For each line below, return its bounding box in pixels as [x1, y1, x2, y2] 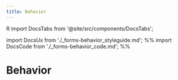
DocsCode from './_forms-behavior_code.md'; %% [6, 43, 131, 50]
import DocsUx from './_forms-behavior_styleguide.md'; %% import [6, 36, 172, 43]
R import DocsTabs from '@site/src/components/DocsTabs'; [6, 25, 154, 32]
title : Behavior [6, 8, 46, 15]
